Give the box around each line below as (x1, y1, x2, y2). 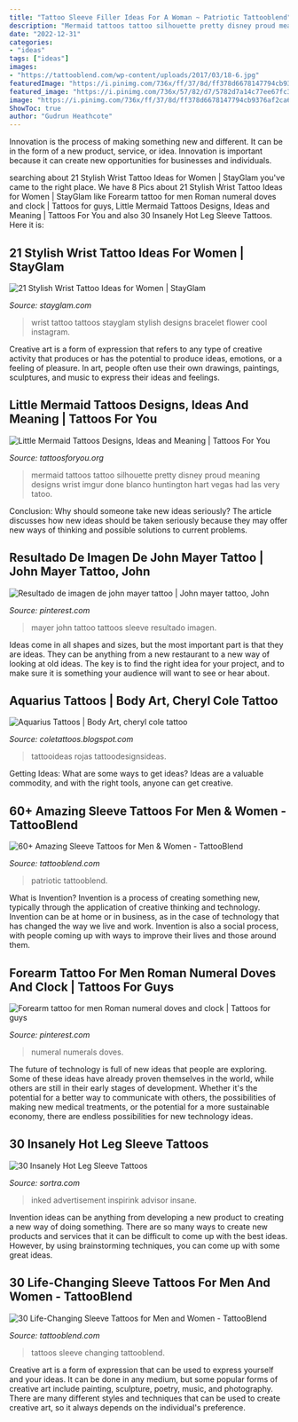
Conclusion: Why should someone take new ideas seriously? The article (9, 505, 272, 516)
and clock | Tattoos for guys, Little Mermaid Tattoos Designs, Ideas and (9, 201, 271, 211)
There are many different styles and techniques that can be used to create (9, 1393, 281, 1403)
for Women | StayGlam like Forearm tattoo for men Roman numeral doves (9, 192, 277, 202)
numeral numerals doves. (30, 1047, 124, 1057)
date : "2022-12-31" (9, 29, 82, 38)
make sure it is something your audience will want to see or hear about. (9, 668, 271, 678)
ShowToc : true (9, 104, 62, 113)
